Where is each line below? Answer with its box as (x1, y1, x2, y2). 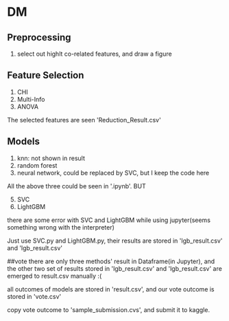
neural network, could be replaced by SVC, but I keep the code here (16, 168, 210, 177)
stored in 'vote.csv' (7, 292, 62, 300)
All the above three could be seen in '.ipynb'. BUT (7, 181, 146, 190)
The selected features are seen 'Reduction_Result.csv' (7, 115, 161, 124)
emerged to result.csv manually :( (7, 272, 102, 280)
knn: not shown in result (16, 154, 86, 162)
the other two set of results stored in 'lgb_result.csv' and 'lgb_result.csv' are (7, 264, 223, 272)
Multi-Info (16, 95, 45, 103)
